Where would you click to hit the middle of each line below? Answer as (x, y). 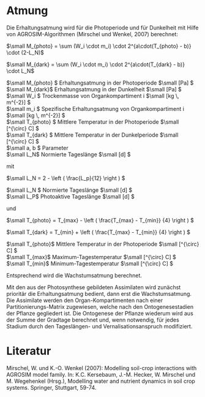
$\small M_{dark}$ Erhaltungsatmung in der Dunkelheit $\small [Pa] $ (94, 89)
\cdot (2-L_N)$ (25, 52)
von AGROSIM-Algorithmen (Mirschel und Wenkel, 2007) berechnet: (92, 34)
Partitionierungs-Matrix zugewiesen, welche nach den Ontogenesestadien (100, 306)
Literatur (29, 351)
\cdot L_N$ (20, 70)
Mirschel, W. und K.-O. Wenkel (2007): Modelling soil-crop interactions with (102, 368)
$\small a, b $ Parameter (37, 148)
